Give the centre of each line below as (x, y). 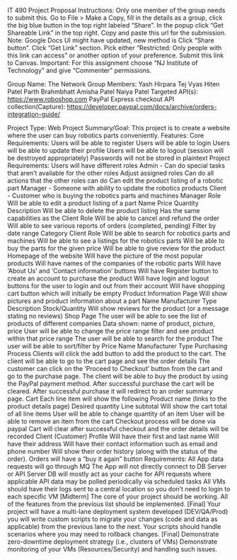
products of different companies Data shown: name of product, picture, (111, 324)
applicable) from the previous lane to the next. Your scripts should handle (114, 526)
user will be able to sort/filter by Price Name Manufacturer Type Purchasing (117, 346)
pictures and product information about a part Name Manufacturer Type (112, 301)
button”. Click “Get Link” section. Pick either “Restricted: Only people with (115, 48)
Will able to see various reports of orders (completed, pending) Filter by (112, 225)
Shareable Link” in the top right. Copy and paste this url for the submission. (117, 33)
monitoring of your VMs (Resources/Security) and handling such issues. (112, 549)
